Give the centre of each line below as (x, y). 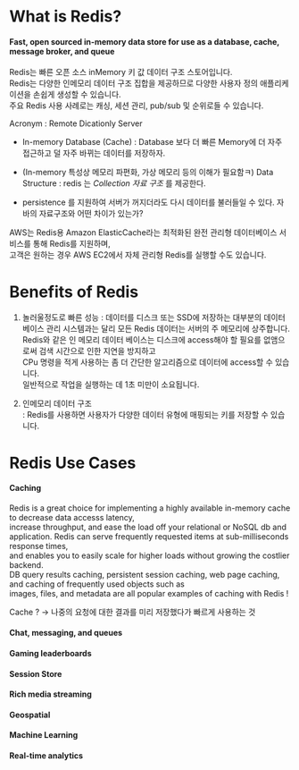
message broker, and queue (62, 51)
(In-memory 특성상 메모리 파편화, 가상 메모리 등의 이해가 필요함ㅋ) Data (148, 173)
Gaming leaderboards (50, 653)
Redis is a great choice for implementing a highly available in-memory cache (150, 508)
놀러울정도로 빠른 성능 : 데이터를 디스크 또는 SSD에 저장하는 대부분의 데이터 (154, 317)
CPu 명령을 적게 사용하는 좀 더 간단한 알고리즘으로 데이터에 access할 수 (148, 362)
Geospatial (30, 715)
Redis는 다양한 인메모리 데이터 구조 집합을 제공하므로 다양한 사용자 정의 (134, 83)
